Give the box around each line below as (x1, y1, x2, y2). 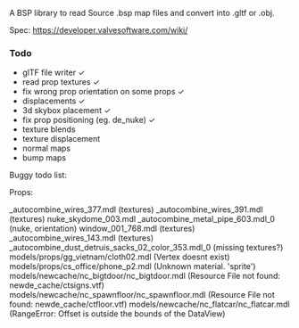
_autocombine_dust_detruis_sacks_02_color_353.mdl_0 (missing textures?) (9, 242, 284, 253)
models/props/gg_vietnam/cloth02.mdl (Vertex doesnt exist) (9, 251, 230, 262)
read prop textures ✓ (21, 77, 100, 87)
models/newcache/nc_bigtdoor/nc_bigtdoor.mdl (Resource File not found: (9, 271, 281, 282)
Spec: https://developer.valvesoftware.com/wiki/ (9, 25, 188, 35)
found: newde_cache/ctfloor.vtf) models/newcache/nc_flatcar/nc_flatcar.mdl (9, 299, 290, 310)
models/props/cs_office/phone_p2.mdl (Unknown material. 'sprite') (9, 261, 256, 272)
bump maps (21, 152, 67, 163)
